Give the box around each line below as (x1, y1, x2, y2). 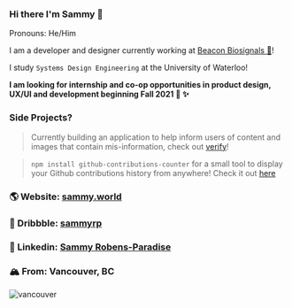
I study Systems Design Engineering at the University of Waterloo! (9, 62, 249, 73)
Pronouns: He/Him (9, 28, 77, 39)
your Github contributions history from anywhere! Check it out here (30, 167, 276, 178)
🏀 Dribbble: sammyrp (9, 217, 103, 229)
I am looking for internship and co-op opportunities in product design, (9, 80, 272, 90)
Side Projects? (9, 112, 73, 124)
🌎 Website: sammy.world (9, 190, 122, 203)
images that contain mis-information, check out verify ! (30, 141, 229, 151)
